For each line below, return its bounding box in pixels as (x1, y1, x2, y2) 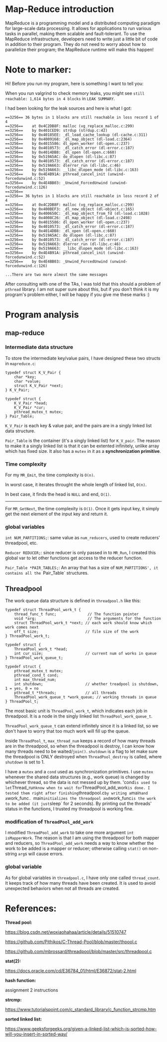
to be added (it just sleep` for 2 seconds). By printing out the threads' (5, 800, 152, 807)
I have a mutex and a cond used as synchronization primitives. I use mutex (5, 769, 153, 775)
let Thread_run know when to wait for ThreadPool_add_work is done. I (5, 785, 150, 791)
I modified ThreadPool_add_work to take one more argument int (5, 830, 134, 836)
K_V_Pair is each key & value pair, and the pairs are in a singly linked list (5, 422, 152, 428)
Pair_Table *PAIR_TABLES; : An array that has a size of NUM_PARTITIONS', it (5, 565, 159, 571)
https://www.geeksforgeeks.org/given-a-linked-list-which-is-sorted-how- (5, 1026, 157, 1032)
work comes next (5, 625, 39, 630)
